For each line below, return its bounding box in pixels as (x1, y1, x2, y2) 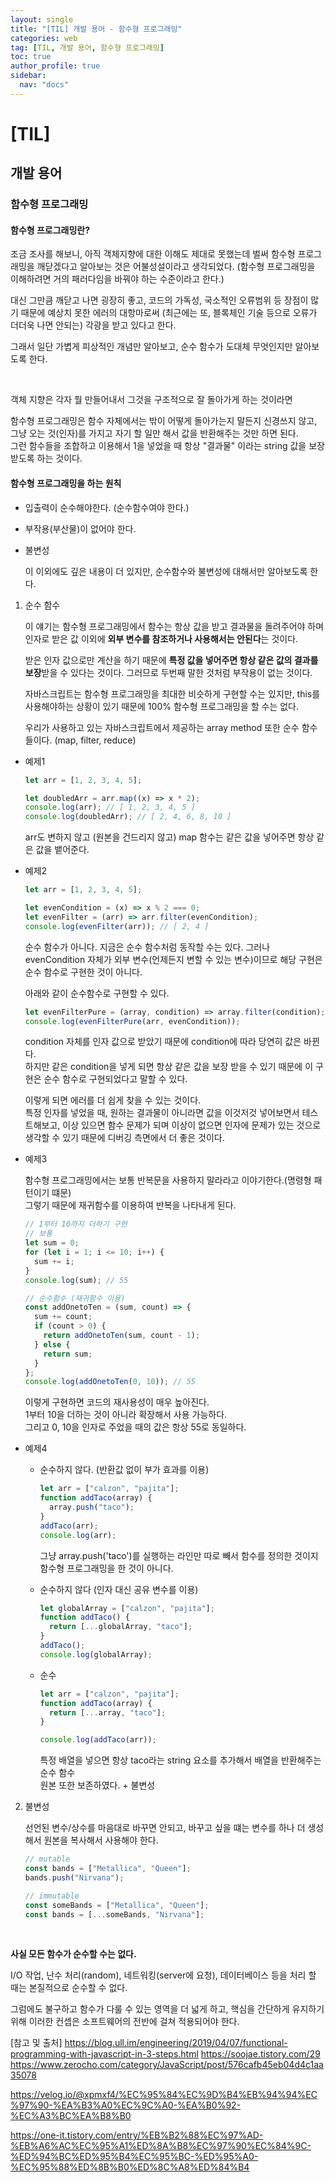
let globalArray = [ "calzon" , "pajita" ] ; (39, 1603, 215, 1613)
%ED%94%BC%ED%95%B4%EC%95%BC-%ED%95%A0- (10, 2151, 259, 2163)
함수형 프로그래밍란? (10, 224, 91, 236)
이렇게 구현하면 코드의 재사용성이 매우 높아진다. (24, 1396, 210, 1408)
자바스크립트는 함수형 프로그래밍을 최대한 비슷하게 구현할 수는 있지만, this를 (24, 687, 321, 700)
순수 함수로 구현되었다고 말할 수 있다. (43, 1073, 188, 1085)
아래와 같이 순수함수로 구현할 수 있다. (24, 987, 170, 999)
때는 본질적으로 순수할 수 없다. (10, 1982, 128, 1994)
